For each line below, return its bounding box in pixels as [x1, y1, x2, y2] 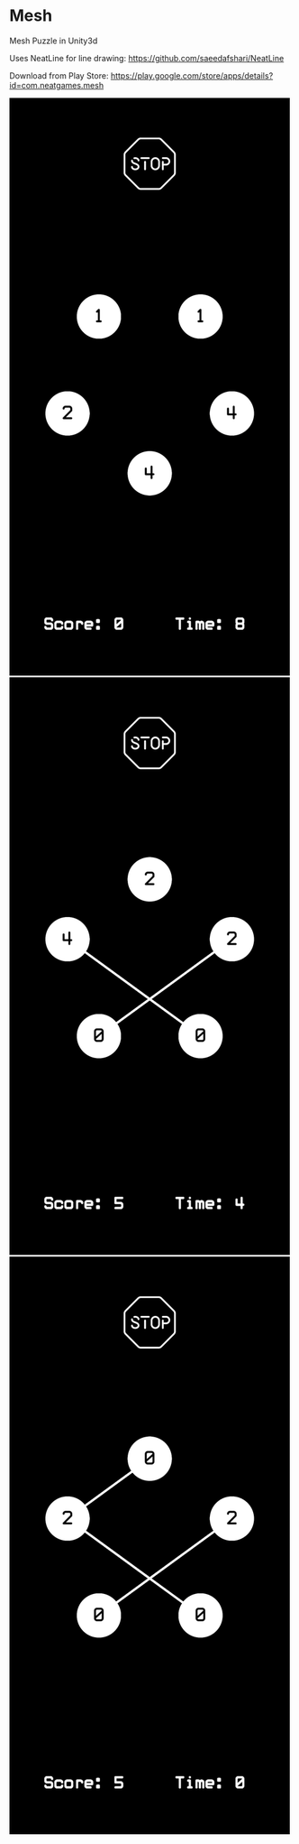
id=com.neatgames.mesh [9, 79, 104, 90]
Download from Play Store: [9, 69, 109, 81]
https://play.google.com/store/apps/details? [110, 69, 274, 81]
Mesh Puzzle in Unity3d [9, 35, 98, 46]
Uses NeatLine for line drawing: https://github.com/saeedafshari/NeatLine [9, 52, 285, 63]
